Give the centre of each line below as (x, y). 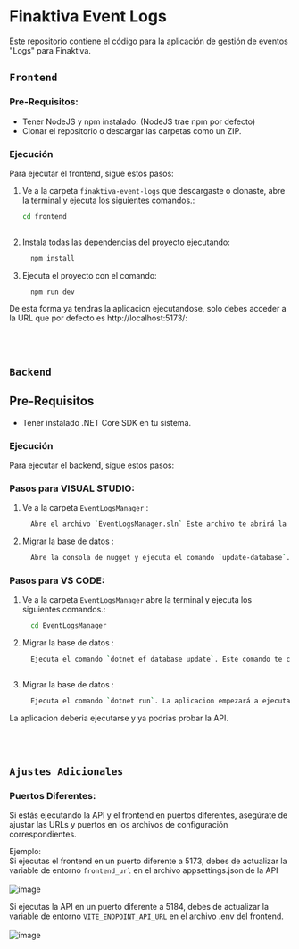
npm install (53, 258)
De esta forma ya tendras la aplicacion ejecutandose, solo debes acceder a (148, 309)
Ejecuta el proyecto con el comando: (90, 275)
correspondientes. (43, 834)
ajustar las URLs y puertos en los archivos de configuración (119, 825)
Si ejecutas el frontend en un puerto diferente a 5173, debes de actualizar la (148, 861)
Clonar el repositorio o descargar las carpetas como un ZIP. (132, 130)
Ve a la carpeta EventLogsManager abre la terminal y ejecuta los (137, 600)
